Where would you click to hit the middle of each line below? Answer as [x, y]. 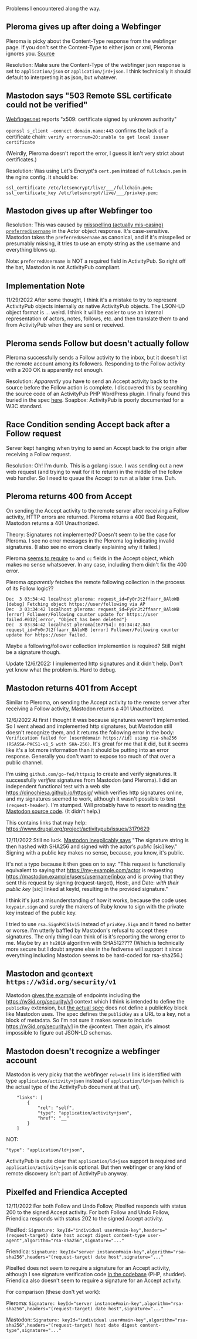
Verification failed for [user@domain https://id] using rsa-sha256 [91, 738]
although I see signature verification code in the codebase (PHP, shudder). [96, 1274]
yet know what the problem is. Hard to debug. [61, 669]
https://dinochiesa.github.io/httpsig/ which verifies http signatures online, [95, 792]
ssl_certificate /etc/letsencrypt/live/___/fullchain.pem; [80, 188]
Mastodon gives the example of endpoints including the [73, 995]
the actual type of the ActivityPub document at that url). [73, 1087]
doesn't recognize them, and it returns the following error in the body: [90, 732]
